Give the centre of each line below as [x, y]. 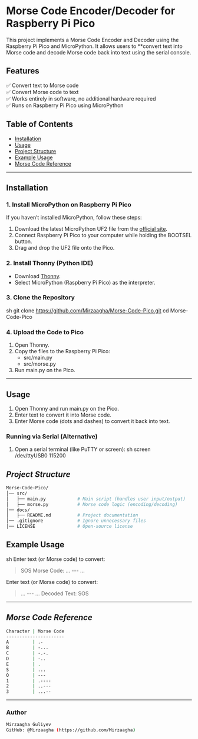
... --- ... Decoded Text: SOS [55, 593]
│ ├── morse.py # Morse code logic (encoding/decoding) [92, 504]
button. [23, 241]
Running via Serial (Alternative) [52, 436]
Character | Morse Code [35, 631]
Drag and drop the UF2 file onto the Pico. [65, 248]
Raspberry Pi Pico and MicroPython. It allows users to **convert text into [94, 46]
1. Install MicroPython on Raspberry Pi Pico [69, 204]
